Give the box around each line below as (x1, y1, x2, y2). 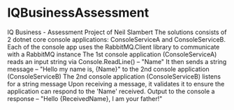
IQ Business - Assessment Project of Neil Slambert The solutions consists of (7, 28, 227, 36)
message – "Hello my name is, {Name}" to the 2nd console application (7, 65, 210, 73)
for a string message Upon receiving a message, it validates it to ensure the (7, 79, 225, 88)
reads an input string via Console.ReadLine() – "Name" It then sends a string (7, 57, 227, 65)
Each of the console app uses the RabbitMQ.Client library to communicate (7, 42, 220, 51)
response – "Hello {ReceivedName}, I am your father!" (7, 94, 163, 102)
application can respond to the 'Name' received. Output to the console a (7, 87, 215, 95)
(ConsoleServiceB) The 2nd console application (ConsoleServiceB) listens (7, 72, 221, 81)
